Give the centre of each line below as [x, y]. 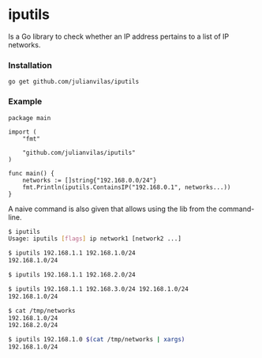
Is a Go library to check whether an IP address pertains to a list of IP [119, 36]
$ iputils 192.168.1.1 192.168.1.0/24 [72, 253]
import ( [22, 132]
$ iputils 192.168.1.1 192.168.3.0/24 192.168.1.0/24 [99, 289]
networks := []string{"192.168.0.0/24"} [90, 180]
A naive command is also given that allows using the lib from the [112, 209]
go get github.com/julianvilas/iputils [74, 82]
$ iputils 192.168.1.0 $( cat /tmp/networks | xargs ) [97, 340]
